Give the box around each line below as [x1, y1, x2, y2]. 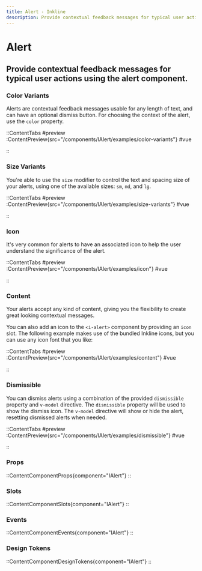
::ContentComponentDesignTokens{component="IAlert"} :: [6, 558, 152, 565]
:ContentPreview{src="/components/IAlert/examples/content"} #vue [6, 354, 176, 361]
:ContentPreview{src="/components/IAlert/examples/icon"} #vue [6, 265, 168, 272]
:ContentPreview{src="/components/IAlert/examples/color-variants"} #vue [6, 136, 192, 143]
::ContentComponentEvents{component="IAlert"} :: [6, 529, 133, 536]
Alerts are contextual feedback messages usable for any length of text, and [6, 105, 193, 112]
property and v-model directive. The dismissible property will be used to [6, 400, 186, 408]
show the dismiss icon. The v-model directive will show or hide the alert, [6, 407, 184, 414]
